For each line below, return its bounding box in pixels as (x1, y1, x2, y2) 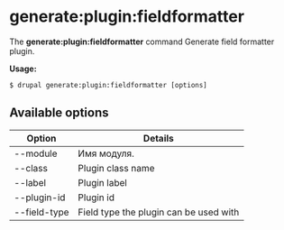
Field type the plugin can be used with (78, 206, 240, 218)
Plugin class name (78, 161, 155, 174)
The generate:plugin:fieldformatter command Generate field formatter (9, 36, 275, 47)
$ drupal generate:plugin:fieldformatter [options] (9, 80, 207, 89)
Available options (9, 106, 110, 121)
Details (142, 132, 174, 144)
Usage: (9, 63, 38, 74)
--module (14, 147, 58, 160)
